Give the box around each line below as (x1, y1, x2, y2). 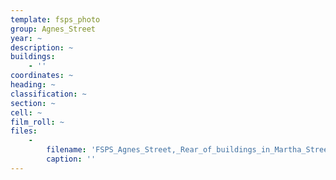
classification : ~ (10, 89, 87, 99)
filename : (46, 145, 87, 155)
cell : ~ (10, 107, 43, 118)
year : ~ (10, 33, 43, 43)
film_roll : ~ (10, 117, 65, 127)
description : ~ (10, 42, 74, 53)
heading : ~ (10, 80, 56, 90)
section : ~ (10, 98, 56, 108)
